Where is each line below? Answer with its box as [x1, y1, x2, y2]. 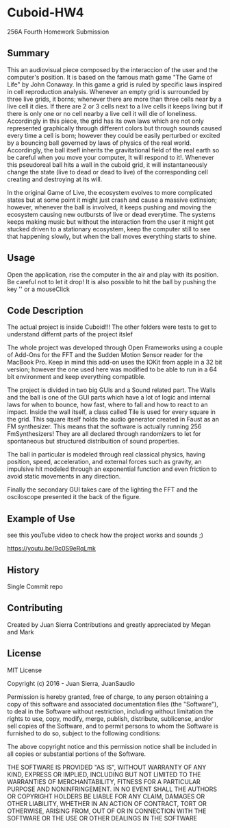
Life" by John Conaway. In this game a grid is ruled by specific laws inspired [7, 80, 222, 89]
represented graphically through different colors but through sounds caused [7, 124, 222, 132]
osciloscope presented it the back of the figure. [7, 493, 142, 501]
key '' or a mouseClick [7, 285, 70, 293]
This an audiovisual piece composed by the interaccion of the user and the [7, 65, 218, 73]
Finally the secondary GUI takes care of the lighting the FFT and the [7, 485, 199, 494]
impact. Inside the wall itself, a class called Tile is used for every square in [7, 408, 216, 416]
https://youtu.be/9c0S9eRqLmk [7, 544, 97, 553]
